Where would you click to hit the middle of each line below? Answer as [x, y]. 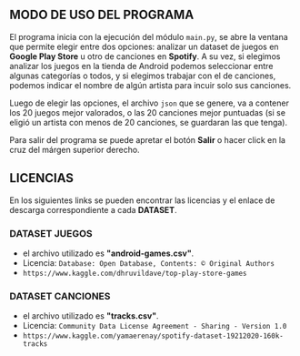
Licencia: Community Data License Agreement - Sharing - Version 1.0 [155, 326]
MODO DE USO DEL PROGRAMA [102, 15]
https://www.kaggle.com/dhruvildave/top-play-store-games [135, 273]
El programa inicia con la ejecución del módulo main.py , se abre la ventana [149, 36]
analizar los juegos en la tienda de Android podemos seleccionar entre [141, 66]
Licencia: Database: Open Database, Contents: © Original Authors [149, 262]
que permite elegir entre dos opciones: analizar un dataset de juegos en [144, 46]
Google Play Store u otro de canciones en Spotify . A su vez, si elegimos [145, 56]
